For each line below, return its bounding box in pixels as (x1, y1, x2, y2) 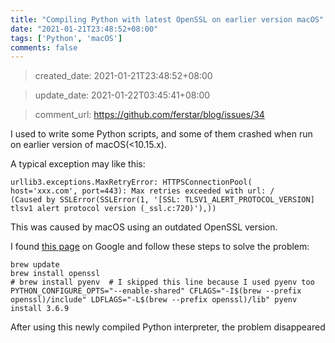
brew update (10, 260, 60, 270)
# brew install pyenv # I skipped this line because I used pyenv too (10, 277, 315, 288)
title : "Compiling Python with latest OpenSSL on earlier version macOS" (10, 14, 325, 25)
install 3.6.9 (10, 304, 70, 314)
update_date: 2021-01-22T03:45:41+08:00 (34, 89, 211, 101)
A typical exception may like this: (10, 158, 146, 170)
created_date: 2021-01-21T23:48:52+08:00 (34, 70, 213, 82)
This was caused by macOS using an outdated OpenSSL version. (10, 221, 278, 233)
